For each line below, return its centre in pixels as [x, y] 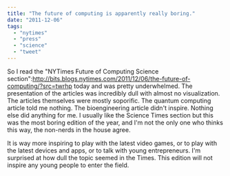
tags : [15, 26]
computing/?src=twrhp [40, 86]
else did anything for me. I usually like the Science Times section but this [110, 115]
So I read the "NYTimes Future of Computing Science [83, 71]
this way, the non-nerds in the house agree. [69, 130]
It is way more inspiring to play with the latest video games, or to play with [112, 143]
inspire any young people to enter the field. [68, 165]
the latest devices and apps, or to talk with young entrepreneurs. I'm [104, 150]
